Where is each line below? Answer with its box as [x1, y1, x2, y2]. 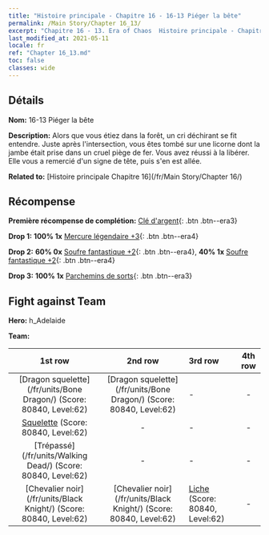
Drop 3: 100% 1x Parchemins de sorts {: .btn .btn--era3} [8, 271, 193, 281]
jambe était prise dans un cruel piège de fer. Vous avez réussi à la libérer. [8, 148, 250, 157]
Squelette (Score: [21, 417, 88, 428]
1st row [39, 355, 70, 367]
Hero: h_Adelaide [8, 316, 66, 326]
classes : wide [8, 64, 56, 72]
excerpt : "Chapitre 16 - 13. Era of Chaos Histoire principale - [8, 26, 235, 34]
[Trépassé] [34, 440, 76, 452]
